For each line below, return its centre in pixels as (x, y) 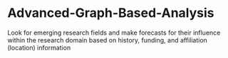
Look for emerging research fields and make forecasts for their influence (114, 33)
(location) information (39, 47)
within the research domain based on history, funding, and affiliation (108, 40)
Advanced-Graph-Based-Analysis (111, 13)
